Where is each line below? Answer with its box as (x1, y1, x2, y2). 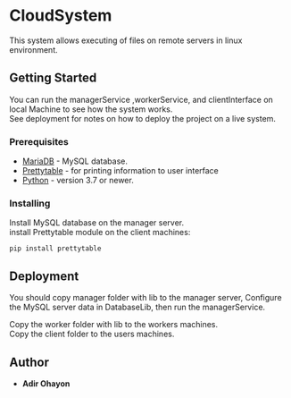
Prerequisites (9, 135, 69, 148)
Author (9, 354, 49, 369)
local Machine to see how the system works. (9, 104, 173, 114)
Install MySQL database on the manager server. (9, 217, 185, 228)
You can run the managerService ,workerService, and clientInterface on (9, 94, 274, 105)
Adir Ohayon (21, 377, 71, 389)
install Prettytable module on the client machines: (9, 227, 191, 238)
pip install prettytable (9, 244, 102, 253)
